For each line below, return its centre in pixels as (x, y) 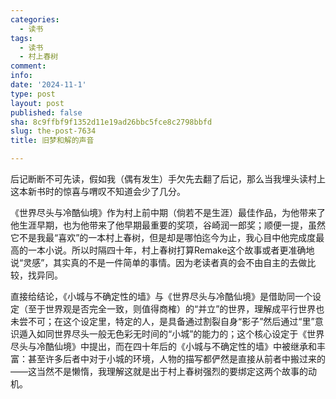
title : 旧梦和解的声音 (52, 141)
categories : (35, 19)
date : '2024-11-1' (48, 85)
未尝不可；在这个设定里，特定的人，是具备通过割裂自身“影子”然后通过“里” (162, 321)
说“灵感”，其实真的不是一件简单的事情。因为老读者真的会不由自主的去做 (159, 262)
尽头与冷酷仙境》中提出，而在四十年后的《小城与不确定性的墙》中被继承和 (163, 346)
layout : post (37, 103)
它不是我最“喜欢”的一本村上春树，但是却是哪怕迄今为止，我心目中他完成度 (163, 237)
